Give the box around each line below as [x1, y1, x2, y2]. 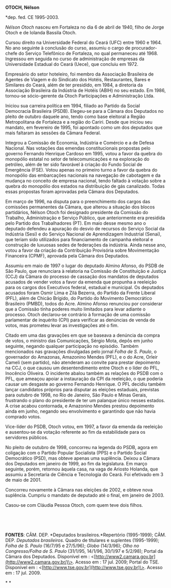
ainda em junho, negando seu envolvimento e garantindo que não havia [5, 408, 156, 414]
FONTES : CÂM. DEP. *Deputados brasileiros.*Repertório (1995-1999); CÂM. [5, 532, 166, 538]
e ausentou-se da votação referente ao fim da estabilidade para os [5, 429, 145, 435]
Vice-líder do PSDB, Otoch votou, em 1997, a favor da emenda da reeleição [5, 424, 163, 430]
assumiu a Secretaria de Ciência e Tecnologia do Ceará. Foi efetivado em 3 [5, 472, 163, 477]
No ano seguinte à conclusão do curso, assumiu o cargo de [5, 45, 131, 51]
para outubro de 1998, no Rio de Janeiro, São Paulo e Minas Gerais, [5, 392, 148, 398]
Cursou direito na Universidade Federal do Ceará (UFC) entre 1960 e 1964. [5, 39, 162, 45]
